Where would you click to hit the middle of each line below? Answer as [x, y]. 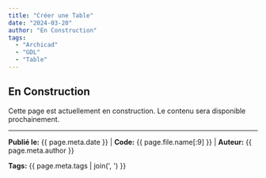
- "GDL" [28, 52]
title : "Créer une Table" [51, 15]
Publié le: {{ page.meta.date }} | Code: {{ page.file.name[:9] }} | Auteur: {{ [130, 142]
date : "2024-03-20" [40, 23]
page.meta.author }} [41, 150]
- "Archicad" [37, 45]
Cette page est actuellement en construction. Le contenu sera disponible [127, 111]
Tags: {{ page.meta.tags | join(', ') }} [67, 165]
